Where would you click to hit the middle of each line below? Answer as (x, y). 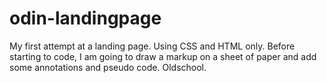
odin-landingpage (85, 18)
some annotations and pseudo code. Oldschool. (108, 67)
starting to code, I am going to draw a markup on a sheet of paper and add (163, 56)
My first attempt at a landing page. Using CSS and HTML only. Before (152, 46)
